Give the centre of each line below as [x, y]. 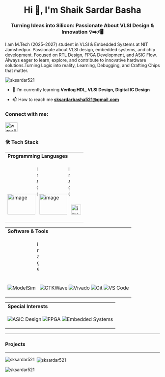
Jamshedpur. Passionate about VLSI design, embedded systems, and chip [80, 50]
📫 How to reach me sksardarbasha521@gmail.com [66, 100]
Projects [15, 344]
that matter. [17, 70]
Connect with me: [27, 114]
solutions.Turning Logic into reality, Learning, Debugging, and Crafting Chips [82, 66]
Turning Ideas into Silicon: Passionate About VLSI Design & [82, 26]
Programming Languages [38, 156]
